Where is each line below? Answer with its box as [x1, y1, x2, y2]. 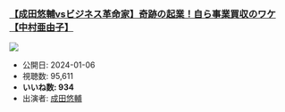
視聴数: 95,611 [21, 71, 74, 82]
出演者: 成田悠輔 [21, 93, 82, 104]
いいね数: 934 [21, 82, 74, 92]
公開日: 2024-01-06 [21, 60, 96, 70]
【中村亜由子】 [9, 20, 74, 33]
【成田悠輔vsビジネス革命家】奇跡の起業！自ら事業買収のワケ [9, 7, 277, 20]
